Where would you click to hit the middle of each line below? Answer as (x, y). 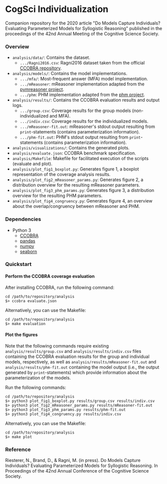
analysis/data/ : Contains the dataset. (51, 57)
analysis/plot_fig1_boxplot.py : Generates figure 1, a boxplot (76, 169)
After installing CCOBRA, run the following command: (60, 287)
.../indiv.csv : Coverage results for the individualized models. (84, 121)
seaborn (28, 251)
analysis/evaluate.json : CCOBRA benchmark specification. (74, 153)
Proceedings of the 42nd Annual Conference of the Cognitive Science (77, 471)
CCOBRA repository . (41, 68)
